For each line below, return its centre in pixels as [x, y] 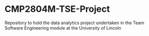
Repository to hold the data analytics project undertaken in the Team [74, 23]
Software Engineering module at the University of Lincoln [63, 28]
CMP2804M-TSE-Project [57, 9]
